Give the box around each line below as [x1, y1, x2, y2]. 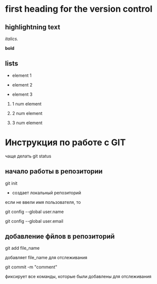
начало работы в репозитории [5, 167, 103, 175]
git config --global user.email [5, 218, 63, 224]
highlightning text [5, 23, 60, 31]
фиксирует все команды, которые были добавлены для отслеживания [5, 274, 152, 280]
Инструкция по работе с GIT [5, 137, 126, 148]
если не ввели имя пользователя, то [5, 199, 81, 205]
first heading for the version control [5, 3, 153, 15]
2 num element [12, 110, 43, 116]
